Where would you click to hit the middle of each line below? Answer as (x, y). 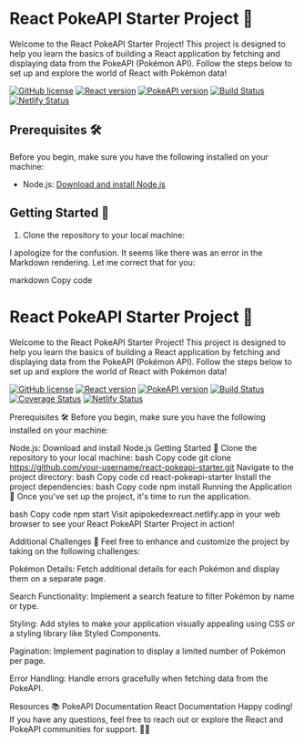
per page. (28, 660)
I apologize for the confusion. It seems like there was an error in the (136, 252)
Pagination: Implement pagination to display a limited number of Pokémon (148, 651)
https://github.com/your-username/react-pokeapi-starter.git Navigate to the (152, 467)
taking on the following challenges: (75, 550)
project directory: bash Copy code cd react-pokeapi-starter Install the (140, 477)
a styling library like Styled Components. (85, 633)
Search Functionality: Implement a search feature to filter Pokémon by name (152, 596)
